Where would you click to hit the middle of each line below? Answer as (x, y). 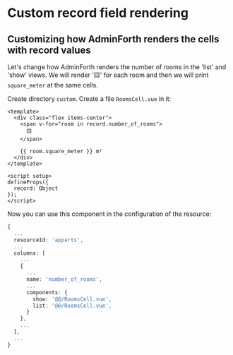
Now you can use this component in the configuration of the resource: (109, 214)
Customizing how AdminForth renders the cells (113, 39)
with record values (49, 50)
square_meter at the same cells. (53, 85)
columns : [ (30, 253)
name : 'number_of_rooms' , (64, 279)
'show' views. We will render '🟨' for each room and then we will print (108, 75)
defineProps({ (28, 182)
